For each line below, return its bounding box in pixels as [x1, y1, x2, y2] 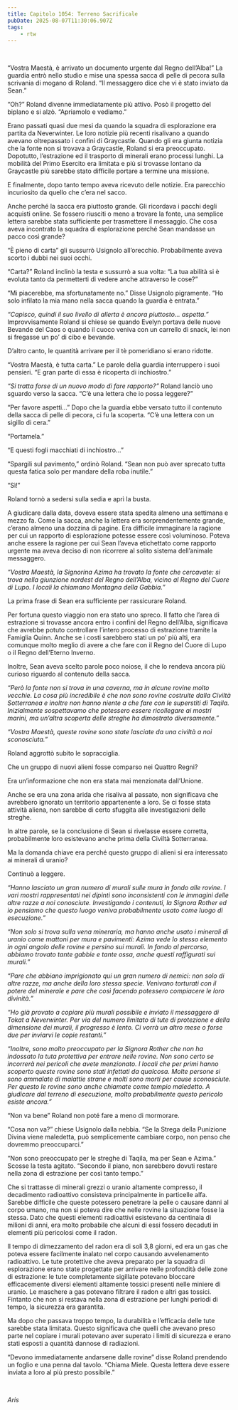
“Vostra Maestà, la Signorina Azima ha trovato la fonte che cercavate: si [7, 568, 220, 577]
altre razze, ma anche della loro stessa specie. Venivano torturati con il [7, 979, 217, 988]
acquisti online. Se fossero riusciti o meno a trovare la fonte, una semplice [7, 209, 224, 218]
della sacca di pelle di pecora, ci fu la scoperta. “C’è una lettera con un [7, 411, 215, 419]
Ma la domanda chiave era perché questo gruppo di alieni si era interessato [7, 848, 228, 857]
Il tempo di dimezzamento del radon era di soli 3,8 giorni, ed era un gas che [7, 1242, 229, 1250]
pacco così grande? [7, 232, 65, 241]
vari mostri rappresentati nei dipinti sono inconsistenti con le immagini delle [7, 891, 229, 899]
